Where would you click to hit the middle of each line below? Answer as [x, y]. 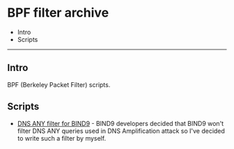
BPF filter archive [58, 13]
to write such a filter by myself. [62, 138]
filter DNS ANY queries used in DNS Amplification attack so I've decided [121, 131]
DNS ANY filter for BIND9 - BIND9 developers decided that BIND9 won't [120, 123]
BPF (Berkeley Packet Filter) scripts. [59, 84]
